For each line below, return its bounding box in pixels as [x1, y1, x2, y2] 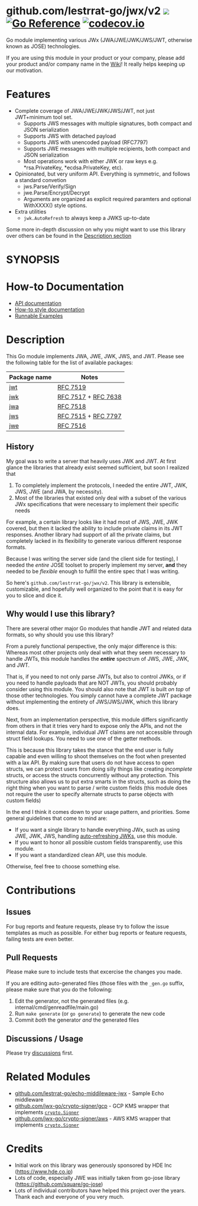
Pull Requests [6, 952, 58, 962]
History [6, 442, 34, 452]
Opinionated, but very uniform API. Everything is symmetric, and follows [14, 170, 190, 177]
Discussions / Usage [6, 1033, 84, 1043]
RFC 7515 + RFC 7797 [57, 412, 122, 420]
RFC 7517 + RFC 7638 [57, 393, 122, 401]
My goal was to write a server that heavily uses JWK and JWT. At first [6, 457, 176, 464]
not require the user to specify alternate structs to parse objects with [6, 790, 174, 797]
